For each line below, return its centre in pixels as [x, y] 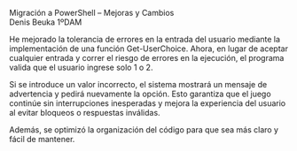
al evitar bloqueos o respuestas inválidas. [85, 113]
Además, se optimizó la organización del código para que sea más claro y [144, 130]
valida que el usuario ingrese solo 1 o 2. [81, 67]
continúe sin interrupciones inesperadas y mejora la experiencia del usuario [148, 103]
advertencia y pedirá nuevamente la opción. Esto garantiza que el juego [141, 94]
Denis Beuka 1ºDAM [46, 22]
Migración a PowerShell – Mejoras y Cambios [92, 13]
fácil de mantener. [42, 139]
